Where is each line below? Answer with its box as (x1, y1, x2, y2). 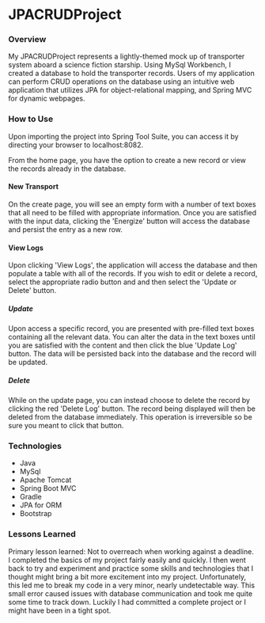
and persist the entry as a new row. (8, 224, 123, 234)
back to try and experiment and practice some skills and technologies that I (8, 564, 254, 573)
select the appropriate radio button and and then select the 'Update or (8, 277, 237, 287)
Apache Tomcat (19, 475, 72, 484)
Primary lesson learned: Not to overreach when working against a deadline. (8, 546, 255, 556)
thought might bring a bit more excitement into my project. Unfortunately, (8, 572, 247, 581)
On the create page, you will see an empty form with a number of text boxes (8, 199, 256, 209)
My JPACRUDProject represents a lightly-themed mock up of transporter (8, 51, 245, 61)
